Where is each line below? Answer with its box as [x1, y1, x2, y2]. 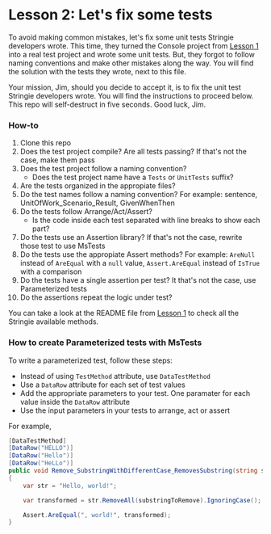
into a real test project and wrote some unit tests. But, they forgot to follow [8, 49, 256, 59]
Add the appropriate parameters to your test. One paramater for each [19, 388, 251, 397]
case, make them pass [19, 155, 95, 165]
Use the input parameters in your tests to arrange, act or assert [19, 406, 230, 415]
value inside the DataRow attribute [19, 397, 131, 406]
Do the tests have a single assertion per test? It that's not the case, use [19, 275, 256, 285]
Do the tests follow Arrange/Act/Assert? [19, 207, 153, 217]
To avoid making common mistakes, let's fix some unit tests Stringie [8, 32, 234, 42]
